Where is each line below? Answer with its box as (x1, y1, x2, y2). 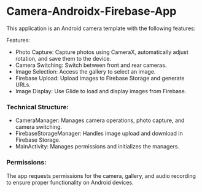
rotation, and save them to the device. (15, 55, 112, 62)
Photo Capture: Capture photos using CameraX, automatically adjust (15, 48, 188, 56)
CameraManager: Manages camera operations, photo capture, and (15, 117, 185, 124)
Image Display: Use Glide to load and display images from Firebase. (15, 87, 187, 94)
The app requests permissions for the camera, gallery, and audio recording (6, 172, 196, 179)
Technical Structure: (6, 102, 69, 111)
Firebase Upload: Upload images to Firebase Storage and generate (15, 74, 185, 82)
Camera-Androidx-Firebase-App (6, 4, 177, 18)
